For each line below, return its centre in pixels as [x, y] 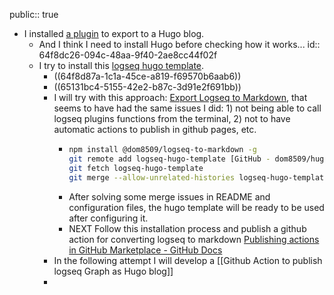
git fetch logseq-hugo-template [136, 168]
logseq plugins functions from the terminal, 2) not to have [172, 118]
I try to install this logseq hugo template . [121, 65]
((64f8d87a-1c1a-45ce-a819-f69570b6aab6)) [147, 76]
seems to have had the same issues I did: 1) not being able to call [187, 108]
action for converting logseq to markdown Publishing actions [194, 239]
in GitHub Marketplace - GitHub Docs [145, 250]
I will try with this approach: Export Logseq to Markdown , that [180, 97]
